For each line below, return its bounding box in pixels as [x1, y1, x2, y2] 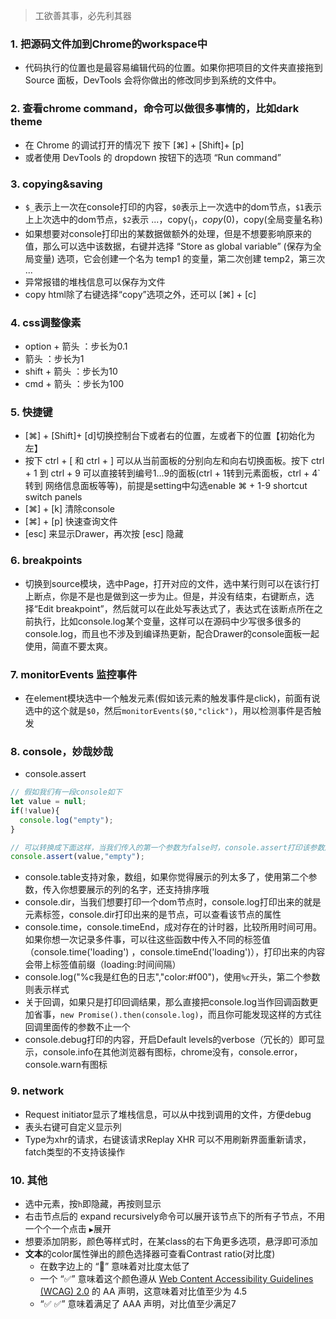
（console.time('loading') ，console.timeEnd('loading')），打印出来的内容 [24, 946, 326, 958]
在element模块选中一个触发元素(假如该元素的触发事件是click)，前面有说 [24, 692, 321, 704]
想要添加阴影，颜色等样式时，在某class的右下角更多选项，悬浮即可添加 [24, 1235, 318, 1247]
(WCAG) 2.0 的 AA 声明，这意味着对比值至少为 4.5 [39, 1285, 248, 1297]
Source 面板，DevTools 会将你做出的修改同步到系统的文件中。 [24, 74, 282, 86]
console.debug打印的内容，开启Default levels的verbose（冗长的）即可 [24, 1034, 317, 1046]
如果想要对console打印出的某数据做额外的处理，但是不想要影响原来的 [24, 227, 312, 239]
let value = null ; [10, 797, 87, 807]
